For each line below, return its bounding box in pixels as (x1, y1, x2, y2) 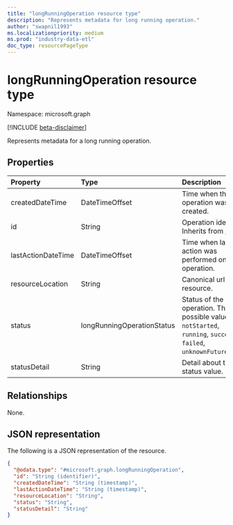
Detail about (181, 357, 222, 367)
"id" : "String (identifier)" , (13, 473, 101, 480)
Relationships (7, 390, 68, 402)
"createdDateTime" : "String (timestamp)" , (13, 479, 138, 486)
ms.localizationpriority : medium (7, 29, 104, 37)
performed (181, 254, 217, 264)
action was (181, 246, 217, 256)
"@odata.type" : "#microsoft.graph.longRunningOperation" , (13, 467, 185, 474)
